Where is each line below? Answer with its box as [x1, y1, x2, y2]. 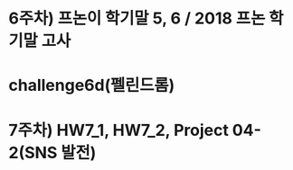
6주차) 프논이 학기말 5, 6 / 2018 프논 [8, 8, 266, 29]
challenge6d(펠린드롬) [8, 76, 175, 95]
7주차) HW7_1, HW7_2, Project [8, 120, 230, 140]
